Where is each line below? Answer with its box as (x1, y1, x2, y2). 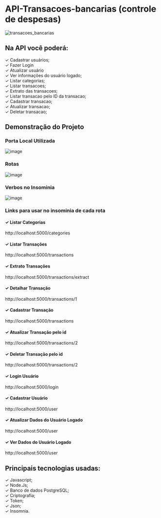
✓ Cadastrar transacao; (5, 98, 53, 104)
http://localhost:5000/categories (5, 230, 71, 236)
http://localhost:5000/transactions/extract (5, 274, 89, 280)
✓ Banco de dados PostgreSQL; (5, 487, 70, 493)
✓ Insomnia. (5, 508, 30, 514)
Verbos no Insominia (5, 184, 55, 191)
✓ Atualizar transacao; (5, 103, 50, 109)
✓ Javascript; (5, 477, 33, 483)
